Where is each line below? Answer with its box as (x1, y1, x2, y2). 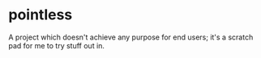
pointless (8, 6, 73, 24)
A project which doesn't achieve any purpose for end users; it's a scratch (8, 32, 254, 42)
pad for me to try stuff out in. (8, 40, 105, 50)
